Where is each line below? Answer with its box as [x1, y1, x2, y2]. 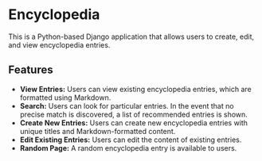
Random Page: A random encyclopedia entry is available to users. [19, 143, 237, 152]
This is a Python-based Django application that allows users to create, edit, [8, 32, 255, 41]
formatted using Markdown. [19, 93, 111, 102]
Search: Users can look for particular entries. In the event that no [19, 101, 234, 110]
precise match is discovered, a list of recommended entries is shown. [19, 109, 248, 119]
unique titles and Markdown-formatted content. [19, 126, 176, 136]
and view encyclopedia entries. [8, 40, 111, 49]
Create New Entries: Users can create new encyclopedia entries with [19, 117, 248, 128]
